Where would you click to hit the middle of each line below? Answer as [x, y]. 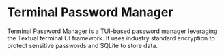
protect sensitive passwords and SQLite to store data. [83, 45]
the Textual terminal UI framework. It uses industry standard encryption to [111, 38]
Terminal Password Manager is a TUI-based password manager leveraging [112, 31]
